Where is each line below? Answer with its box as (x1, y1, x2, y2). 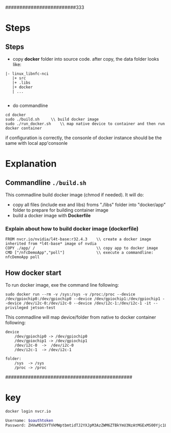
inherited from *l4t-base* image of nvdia (5, 241, 97, 246)
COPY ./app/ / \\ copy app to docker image (5, 246, 158, 251)
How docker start (5, 268, 62, 277)
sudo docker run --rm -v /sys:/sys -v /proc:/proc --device (5, 292, 136, 297)
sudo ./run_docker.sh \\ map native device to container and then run (5, 121, 165, 126)
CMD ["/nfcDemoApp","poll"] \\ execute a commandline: (5, 250, 154, 256)
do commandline (12, 103, 48, 109)
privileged (5, 305, 28, 311)
